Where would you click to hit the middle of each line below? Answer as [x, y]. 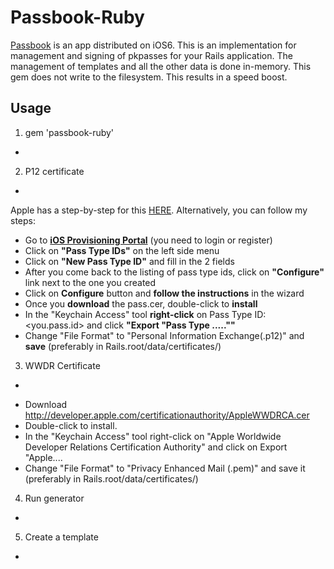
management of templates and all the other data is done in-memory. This [161, 66]
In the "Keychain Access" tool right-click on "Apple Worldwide [153, 436]
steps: [23, 220]
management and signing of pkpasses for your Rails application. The [151, 55]
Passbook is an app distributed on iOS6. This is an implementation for [153, 45]
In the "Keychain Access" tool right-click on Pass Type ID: [145, 314]
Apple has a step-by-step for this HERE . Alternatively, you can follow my [159, 210]
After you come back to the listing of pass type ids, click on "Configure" [174, 272]
